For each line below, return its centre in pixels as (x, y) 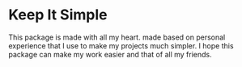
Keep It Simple (58, 15)
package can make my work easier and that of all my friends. (110, 54)
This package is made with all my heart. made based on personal (117, 37)
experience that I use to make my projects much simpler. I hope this (121, 45)
